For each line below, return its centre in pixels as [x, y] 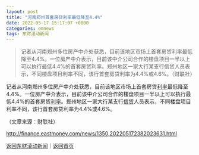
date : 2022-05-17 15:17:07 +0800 [48, 23]
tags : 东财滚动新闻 [28, 34]
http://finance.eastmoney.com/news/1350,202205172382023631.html [91, 134]
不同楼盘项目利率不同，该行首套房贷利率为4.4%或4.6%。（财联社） [113, 74]
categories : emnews [30, 28]
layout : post [22, 12]
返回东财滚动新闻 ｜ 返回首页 [40, 146]
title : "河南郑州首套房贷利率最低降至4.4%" [54, 17]
